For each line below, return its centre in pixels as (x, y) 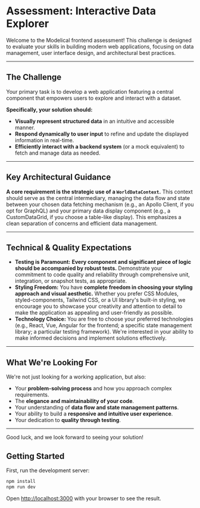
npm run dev (21, 487)
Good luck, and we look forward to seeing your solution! (75, 438)
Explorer (28, 24)
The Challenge (34, 77)
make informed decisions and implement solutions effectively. (90, 338)
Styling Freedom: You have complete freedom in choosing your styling (104, 287)
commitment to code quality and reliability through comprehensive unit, (102, 275)
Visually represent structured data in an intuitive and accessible (94, 121)
